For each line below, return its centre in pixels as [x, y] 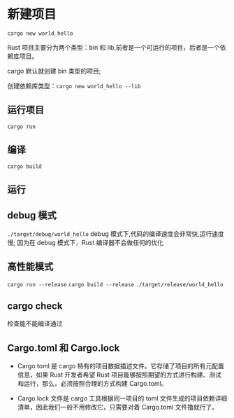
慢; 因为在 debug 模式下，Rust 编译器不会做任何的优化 [86, 242]
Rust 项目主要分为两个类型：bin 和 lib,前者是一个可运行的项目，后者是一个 [114, 47]
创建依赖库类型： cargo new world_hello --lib [74, 85]
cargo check [35, 306]
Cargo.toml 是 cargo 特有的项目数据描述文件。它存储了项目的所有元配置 [121, 366]
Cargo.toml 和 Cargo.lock [64, 348]
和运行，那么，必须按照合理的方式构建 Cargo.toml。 [92, 384]
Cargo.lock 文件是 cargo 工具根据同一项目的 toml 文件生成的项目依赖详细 [122, 398]
